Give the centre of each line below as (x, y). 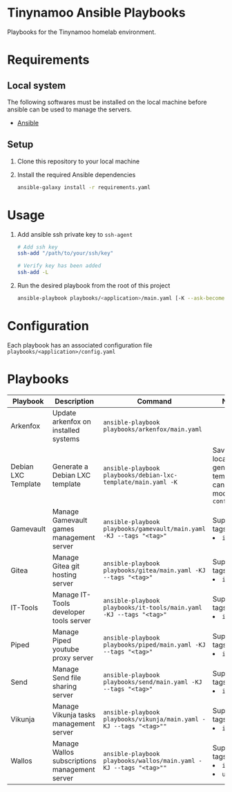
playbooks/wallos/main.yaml (149, 760)
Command (155, 401)
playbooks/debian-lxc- (141, 475)
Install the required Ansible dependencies (76, 174)
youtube (66, 649)
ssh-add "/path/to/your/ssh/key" (65, 253)
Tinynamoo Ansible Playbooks (96, 13)
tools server (71, 620)
